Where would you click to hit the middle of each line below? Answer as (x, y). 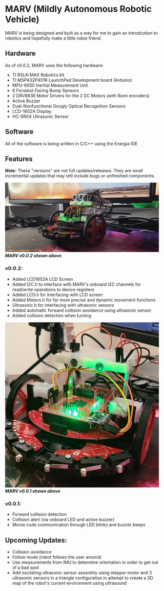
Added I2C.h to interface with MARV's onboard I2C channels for (77, 284)
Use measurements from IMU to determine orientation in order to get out (85, 562)
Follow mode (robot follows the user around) (57, 557)
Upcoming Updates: (36, 540)
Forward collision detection (40, 514)
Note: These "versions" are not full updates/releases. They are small (74, 171)
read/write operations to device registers (53, 289)
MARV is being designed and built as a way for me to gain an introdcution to (81, 33)
